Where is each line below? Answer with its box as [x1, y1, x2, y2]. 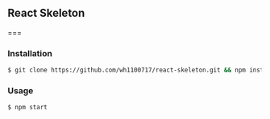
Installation [7, 47, 53, 59]
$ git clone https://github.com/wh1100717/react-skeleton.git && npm [7, 66, 247, 75]
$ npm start [7, 104, 48, 112]
